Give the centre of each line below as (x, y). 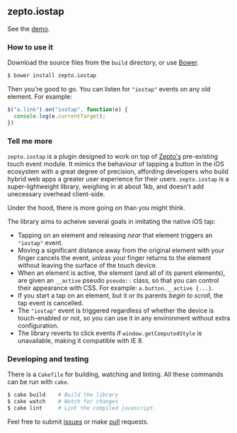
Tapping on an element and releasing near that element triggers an (115, 235)
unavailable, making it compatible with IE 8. (80, 340)
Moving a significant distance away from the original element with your (121, 250)
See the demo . (29, 28)
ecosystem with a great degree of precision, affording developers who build (118, 171)
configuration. (38, 325)
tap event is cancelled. (50, 303)
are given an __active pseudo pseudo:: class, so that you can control (118, 280)
